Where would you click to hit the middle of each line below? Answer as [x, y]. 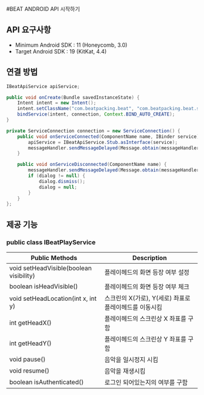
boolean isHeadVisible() [44, 286]
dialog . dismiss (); [62, 181]
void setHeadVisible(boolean [51, 268]
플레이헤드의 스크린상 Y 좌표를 [145, 339]
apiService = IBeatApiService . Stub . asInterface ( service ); [103, 142]
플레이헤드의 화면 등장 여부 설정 [147, 272]
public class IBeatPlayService [51, 242]
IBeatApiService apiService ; [43, 86]
